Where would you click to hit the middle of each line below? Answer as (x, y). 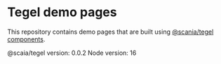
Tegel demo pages (62, 12)
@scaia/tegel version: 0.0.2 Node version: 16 (72, 53)
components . (26, 39)
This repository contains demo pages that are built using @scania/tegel (110, 32)
